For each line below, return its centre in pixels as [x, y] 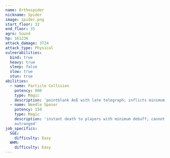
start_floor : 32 [22, 24]
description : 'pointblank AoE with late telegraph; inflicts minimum [90, 100]
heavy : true [23, 62]
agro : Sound [18, 34]
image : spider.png [25, 19]
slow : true [21, 72]
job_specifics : [21, 128]
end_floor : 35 [20, 29]
